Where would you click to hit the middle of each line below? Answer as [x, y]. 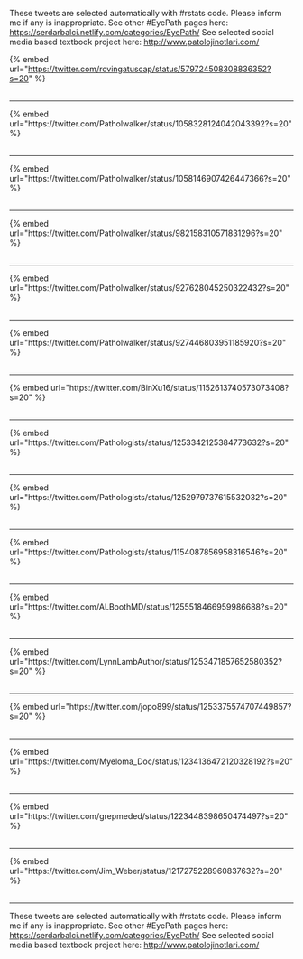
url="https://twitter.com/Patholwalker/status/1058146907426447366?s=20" [150, 178]
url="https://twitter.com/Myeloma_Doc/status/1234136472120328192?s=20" [151, 761]
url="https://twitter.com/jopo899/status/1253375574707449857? [171, 707]
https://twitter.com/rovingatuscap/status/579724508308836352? [149, 69]
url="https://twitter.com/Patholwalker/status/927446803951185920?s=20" [148, 343]
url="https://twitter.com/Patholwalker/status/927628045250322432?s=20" [150, 288]
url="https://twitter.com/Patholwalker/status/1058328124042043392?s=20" [151, 124]
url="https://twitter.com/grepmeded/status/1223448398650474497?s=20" [149, 816]
